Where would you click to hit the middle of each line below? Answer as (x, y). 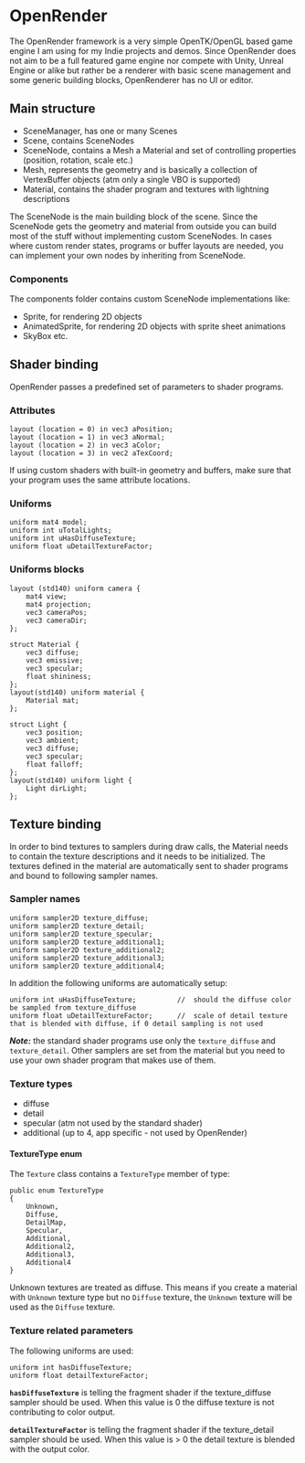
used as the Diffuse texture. (63, 1307)
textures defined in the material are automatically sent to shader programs (149, 865)
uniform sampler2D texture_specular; (81, 934)
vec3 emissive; (55, 660)
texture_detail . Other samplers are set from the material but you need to (147, 1050)
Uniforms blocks (47, 569)
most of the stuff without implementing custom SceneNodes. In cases (141, 236)
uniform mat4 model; (49, 523)
